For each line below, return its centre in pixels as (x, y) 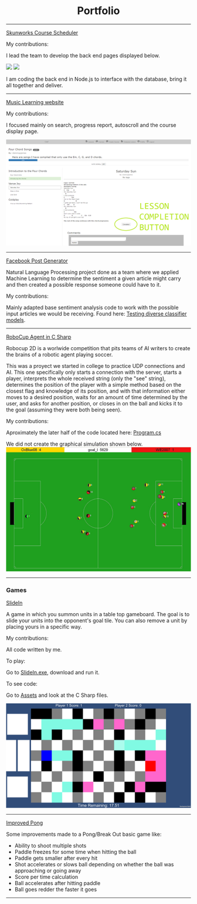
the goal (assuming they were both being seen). (64, 410)
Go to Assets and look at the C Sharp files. (57, 695)
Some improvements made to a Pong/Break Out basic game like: (84, 834)
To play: (16, 661)
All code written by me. (34, 650)
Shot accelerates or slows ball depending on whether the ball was (94, 864)
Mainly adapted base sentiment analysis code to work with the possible (92, 308)
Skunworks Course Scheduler (42, 32)
